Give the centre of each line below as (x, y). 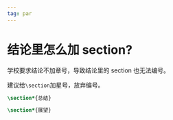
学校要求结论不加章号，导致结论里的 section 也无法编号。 (89, 70)
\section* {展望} (29, 110)
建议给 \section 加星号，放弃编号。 (56, 85)
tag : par (20, 13)
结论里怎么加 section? (70, 50)
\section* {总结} (29, 98)
